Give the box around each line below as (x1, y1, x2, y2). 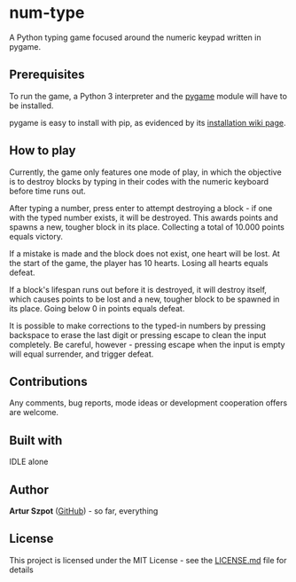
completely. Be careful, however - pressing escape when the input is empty (9, 339, 285, 350)
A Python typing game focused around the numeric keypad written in (9, 32, 261, 43)
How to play (9, 143, 76, 158)
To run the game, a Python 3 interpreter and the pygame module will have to (9, 90, 288, 101)
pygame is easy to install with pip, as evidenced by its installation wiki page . (9, 117, 286, 128)
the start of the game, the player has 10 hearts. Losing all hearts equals (9, 257, 269, 268)
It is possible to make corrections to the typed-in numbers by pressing (9, 320, 266, 331)
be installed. (9, 100, 54, 111)
